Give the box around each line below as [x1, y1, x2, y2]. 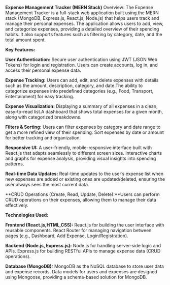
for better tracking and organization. [5, 135, 81, 140]
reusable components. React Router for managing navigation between [5, 227, 152, 233]
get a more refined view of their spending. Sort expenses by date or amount [5, 129, 164, 135]
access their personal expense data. [5, 67, 81, 73]
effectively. [5, 202, 29, 208]
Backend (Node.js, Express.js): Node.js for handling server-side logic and [5, 243, 161, 248]
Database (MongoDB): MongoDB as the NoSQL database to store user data [5, 263, 164, 269]
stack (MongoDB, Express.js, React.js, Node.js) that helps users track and [5, 15, 159, 21]
